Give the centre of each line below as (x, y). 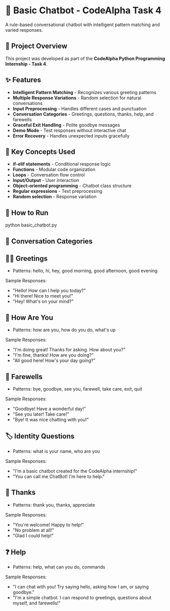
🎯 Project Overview (36, 46)
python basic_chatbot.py (31, 225)
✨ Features (23, 80)
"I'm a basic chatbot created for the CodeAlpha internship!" (75, 471)
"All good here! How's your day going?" (54, 360)
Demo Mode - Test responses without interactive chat (69, 130)
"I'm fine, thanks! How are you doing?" (53, 355)
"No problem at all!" (33, 530)
